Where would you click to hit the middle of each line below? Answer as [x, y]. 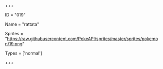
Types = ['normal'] [24, 53]
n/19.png [14, 44]
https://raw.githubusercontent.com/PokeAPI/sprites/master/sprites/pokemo [82, 39]
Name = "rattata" [22, 24]
